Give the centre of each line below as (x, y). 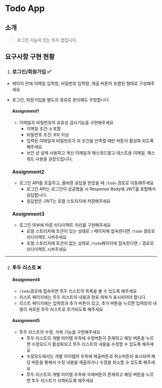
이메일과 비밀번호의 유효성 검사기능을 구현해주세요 (66, 122)
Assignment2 (28, 172)
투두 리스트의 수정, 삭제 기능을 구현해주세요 (60, 332)
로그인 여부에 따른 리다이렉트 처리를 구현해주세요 (65, 225)
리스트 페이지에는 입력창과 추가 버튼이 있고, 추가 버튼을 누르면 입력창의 (85, 303)
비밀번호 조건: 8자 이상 (47, 134)
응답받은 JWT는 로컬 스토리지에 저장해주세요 (68, 201)
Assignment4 (26, 280)
